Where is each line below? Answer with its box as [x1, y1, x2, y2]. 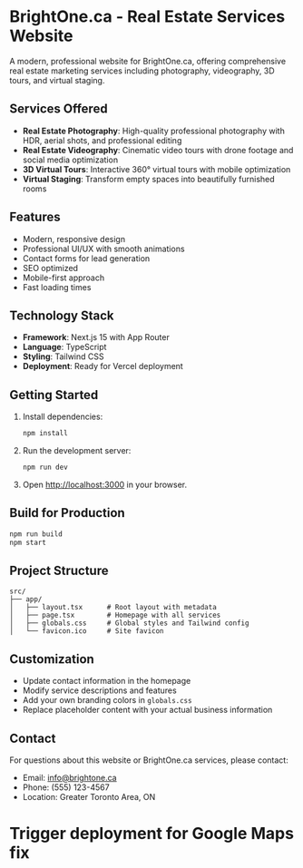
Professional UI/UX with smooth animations [22, 243, 185, 254]
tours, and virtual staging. [9, 74, 105, 85]
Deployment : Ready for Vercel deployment [22, 361, 183, 372]
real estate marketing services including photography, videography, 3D [9, 65, 275, 76]
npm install [22, 429, 68, 438]
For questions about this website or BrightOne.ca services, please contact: [9, 755, 288, 766]
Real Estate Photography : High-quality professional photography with [22, 125, 286, 136]
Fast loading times [22, 281, 92, 292]
